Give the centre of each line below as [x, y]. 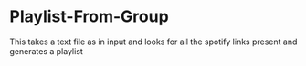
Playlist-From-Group [89, 17]
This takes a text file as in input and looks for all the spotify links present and [153, 42]
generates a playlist [47, 51]
